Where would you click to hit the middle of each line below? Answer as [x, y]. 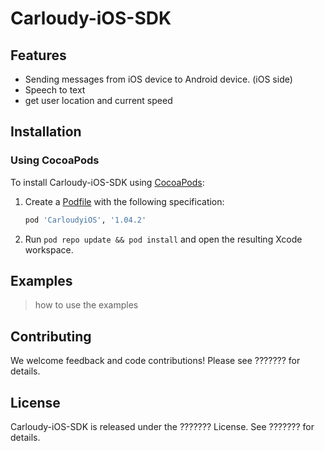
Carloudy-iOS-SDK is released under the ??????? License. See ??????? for [162, 426]
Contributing [51, 336]
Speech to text [55, 90]
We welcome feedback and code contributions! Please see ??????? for [155, 361]
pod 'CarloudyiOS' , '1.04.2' [85, 220]
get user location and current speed [98, 100]
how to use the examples [86, 305]
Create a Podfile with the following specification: [124, 201]
